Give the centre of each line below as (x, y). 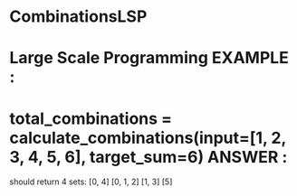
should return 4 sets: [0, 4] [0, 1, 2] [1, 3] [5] (91, 182)
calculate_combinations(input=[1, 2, (148, 138)
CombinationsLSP (78, 17)
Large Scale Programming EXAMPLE (149, 58)
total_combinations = (91, 118)
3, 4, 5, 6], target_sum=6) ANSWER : (148, 157)
